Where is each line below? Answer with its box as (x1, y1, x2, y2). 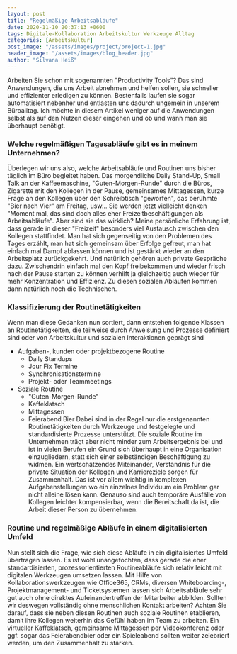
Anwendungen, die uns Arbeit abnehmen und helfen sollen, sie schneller (7, 83, 219, 92)
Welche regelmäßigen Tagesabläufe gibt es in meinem (7, 139, 198, 149)
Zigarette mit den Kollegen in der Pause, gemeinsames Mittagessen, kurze (7, 187, 224, 195)
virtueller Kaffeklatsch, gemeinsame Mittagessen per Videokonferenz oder (7, 623, 224, 632)
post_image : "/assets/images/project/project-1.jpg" (7, 43, 166, 50)
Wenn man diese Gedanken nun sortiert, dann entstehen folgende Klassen (7, 318, 224, 327)
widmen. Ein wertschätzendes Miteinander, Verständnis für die (28, 460, 211, 469)
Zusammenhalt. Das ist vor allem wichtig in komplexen (28, 475, 187, 484)
